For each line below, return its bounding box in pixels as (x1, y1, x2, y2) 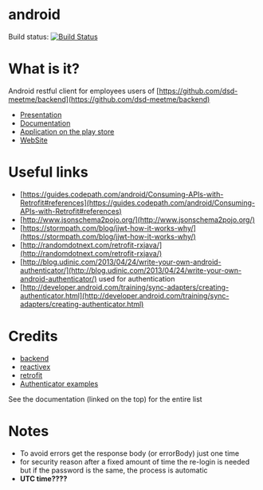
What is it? (8, 60, 80, 78)
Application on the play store (19, 126, 115, 136)
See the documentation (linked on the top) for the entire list (8, 394, 202, 403)
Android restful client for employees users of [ (8, 86, 159, 95)
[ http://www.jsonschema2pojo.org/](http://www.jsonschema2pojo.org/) (19, 215, 255, 224)
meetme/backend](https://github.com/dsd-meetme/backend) (8, 94, 210, 104)
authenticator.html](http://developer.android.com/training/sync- (19, 290, 230, 300)
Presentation (19, 110, 62, 119)
